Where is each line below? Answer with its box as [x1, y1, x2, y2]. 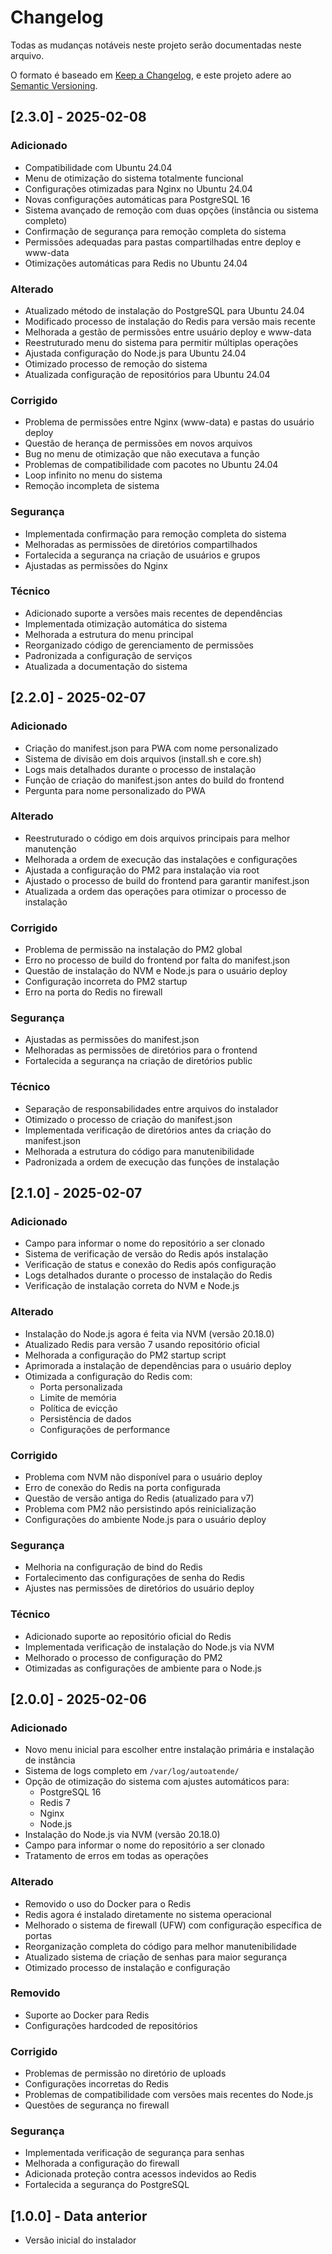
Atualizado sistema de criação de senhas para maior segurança [24, 1951, 288, 1963]
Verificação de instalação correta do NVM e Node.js [24, 1280, 240, 1292]
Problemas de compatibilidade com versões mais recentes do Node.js [24, 2089, 314, 2101]
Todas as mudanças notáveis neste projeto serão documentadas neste [10, 39, 302, 51]
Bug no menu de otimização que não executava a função [24, 448, 260, 460]
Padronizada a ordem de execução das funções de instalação [24, 1156, 280, 1168]
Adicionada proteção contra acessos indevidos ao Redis [24, 2168, 257, 2180]
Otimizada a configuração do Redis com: [24, 1370, 193, 1382]
